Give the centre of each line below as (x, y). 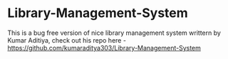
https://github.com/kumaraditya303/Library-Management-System (104, 48)
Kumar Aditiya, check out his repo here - (67, 40)
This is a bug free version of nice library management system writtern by (114, 33)
